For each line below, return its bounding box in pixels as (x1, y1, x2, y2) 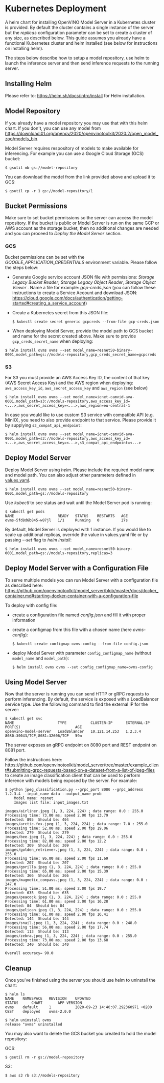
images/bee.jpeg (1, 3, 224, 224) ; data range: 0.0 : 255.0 (5, 835, 133, 840)
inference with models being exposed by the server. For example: (5, 778, 137, 783)
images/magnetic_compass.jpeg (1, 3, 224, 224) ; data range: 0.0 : (5, 877, 148, 883)
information (12, 617, 36, 623)
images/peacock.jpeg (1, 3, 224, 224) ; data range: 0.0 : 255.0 (5, 895, 141, 900)
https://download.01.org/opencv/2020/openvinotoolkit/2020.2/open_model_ (5, 130, 159, 136)
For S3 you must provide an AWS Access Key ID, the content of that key (5, 374, 150, 380)
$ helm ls (5, 992, 25, 997)
